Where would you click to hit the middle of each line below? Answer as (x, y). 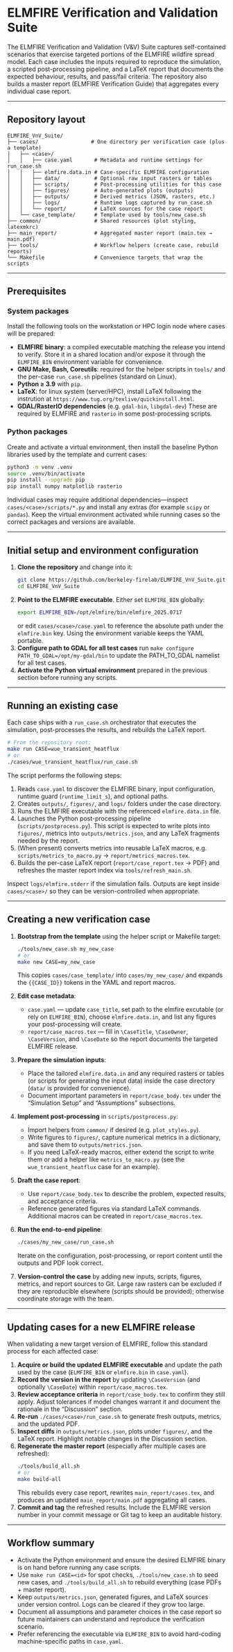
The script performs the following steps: (64, 775)
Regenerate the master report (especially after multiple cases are (112, 1446)
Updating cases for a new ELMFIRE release (101, 1327)
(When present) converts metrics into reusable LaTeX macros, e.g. (112, 848)
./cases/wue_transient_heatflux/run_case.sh (72, 762)
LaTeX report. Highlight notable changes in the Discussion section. (112, 1439)
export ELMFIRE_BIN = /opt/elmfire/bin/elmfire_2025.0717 (100, 612)
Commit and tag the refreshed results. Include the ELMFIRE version (114, 1507)
